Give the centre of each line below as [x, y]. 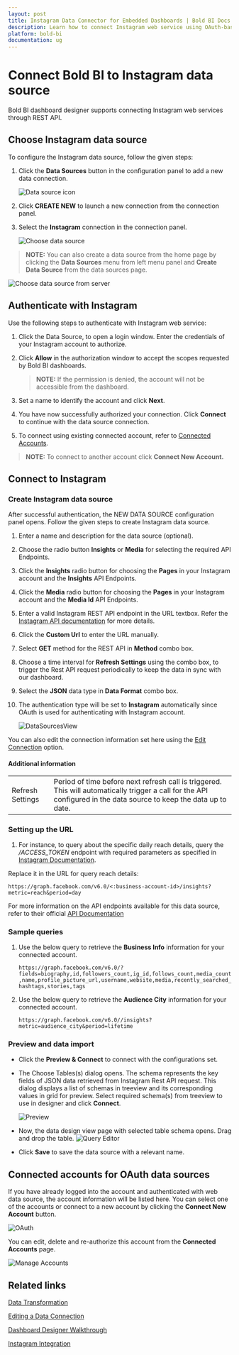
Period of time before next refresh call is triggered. [138, 781]
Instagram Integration [39, 1344]
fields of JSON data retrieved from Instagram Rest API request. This [117, 1081]
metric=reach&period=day [45, 892]
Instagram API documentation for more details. [87, 621]
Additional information [42, 763]
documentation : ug [35, 40]
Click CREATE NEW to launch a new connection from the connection [118, 206]
